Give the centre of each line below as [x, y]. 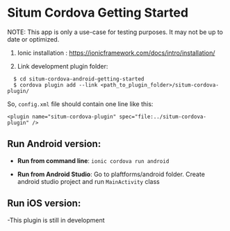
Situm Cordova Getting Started [98, 13]
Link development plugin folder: [63, 66]
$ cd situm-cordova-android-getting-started [79, 79]
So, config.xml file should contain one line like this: [80, 104]
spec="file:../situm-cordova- [163, 117]
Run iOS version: [44, 204]
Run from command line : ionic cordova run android [93, 160]
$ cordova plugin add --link [56, 85]
